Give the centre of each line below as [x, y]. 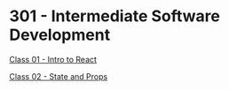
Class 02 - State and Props [59, 76]
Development [60, 35]
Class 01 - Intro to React [53, 59]
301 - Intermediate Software [114, 16]
